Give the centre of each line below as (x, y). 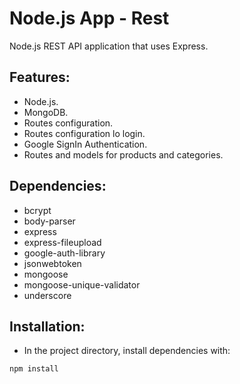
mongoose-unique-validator (82, 284)
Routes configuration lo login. (84, 133)
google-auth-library (64, 253)
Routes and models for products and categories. (123, 154)
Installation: (47, 326)
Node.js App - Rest (89, 18)
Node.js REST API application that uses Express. (109, 46)
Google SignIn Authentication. (85, 144)
